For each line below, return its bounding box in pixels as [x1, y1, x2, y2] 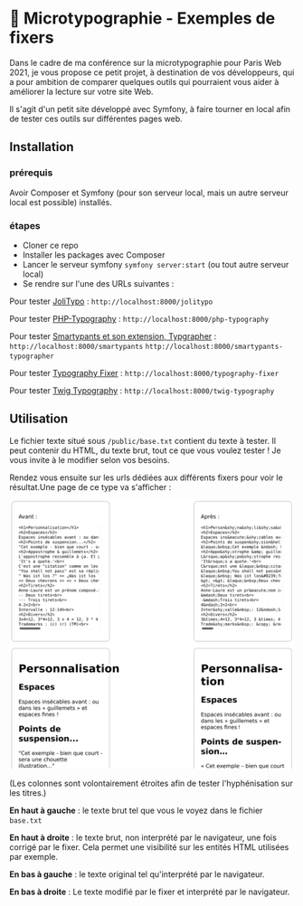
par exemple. [9, 852, 59, 863]
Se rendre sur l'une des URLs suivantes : [22, 278, 175, 288]
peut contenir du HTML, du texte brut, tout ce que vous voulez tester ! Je [9, 445, 282, 456]
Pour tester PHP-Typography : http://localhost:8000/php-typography [9, 313, 270, 324]
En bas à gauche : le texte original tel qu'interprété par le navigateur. [9, 869, 265, 880]
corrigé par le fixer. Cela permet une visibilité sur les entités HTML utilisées [9, 842, 289, 853]
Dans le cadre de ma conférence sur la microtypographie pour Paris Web [9, 57, 282, 68]
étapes [9, 219, 41, 231]
